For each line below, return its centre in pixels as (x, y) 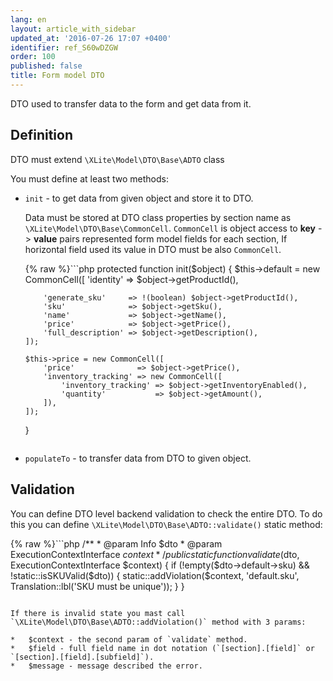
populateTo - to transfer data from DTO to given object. (138, 458)
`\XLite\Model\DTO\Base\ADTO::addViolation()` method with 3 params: (158, 622)
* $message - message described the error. (106, 666)
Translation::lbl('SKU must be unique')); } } (97, 586)
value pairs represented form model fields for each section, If (160, 238)
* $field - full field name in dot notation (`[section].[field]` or (162, 648)
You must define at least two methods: (89, 178)
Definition (41, 135)
